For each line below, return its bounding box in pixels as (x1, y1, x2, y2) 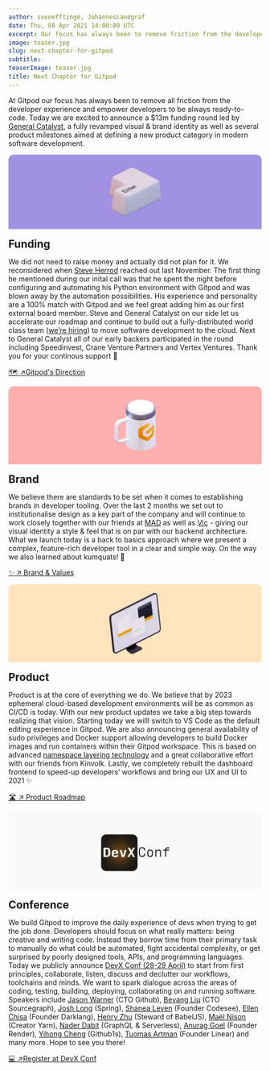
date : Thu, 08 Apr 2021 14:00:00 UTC (8, 21, 135, 30)
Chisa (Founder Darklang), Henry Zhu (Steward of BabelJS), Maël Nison (8, 1012, 247, 1021)
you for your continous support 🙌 (8, 351, 118, 361)
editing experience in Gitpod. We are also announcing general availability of (8, 724, 259, 734)
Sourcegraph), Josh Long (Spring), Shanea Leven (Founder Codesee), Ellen (8, 1003, 259, 1013)
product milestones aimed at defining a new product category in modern (8, 130, 249, 139)
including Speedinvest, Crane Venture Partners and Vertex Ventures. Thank (8, 342, 258, 352)
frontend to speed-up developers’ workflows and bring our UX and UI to (8, 767, 247, 777)
